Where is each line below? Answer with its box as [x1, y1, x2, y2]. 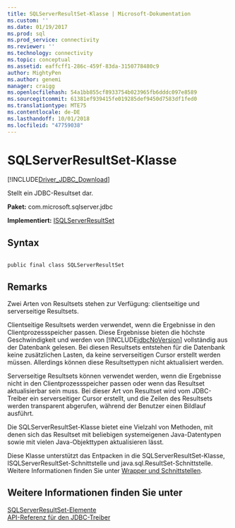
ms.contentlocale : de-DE [7, 109, 80, 116]
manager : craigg [7, 82, 55, 90]
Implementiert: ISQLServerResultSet [7, 216, 115, 225]
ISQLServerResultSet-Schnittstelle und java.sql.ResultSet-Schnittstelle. [7, 459, 213, 467]
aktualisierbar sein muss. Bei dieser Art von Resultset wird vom [7, 387, 191, 395]
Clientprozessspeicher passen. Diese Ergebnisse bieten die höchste [7, 329, 205, 337]
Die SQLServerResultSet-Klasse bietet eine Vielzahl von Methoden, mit [7, 423, 213, 431]
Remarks [7, 281, 48, 293]
